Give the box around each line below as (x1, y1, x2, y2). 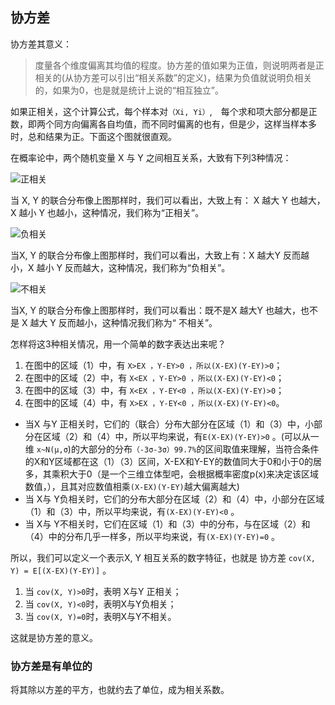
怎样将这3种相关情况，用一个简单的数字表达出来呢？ (10, 338, 227, 350)
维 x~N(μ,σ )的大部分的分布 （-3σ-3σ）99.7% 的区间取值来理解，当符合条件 (24, 443, 320, 455)
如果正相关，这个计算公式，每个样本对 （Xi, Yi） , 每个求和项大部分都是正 (10, 105, 318, 117)
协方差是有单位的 (10, 659, 93, 673)
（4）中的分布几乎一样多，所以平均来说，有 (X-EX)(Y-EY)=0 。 (24, 530, 281, 542)
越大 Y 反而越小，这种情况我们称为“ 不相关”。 (29, 316, 218, 328)
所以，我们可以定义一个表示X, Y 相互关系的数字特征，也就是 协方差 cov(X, (10, 551, 316, 563)
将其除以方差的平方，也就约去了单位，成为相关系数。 (10, 684, 230, 696)
